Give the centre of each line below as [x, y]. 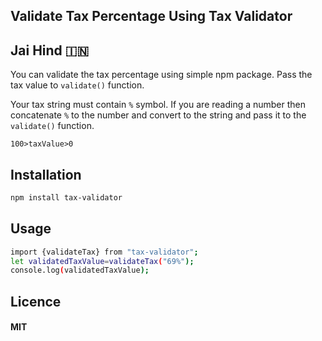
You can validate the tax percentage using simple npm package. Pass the [161, 75]
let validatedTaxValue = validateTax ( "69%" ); [102, 261]
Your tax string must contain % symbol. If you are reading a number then [158, 105]
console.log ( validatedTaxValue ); [80, 270]
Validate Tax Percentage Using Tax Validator [151, 16]
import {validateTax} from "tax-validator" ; [104, 252]
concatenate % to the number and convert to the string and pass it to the [158, 115]
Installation [46, 174]
